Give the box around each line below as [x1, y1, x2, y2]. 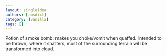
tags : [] [5, 21, 24, 27]
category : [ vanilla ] [5, 17, 49, 22]
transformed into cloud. [5, 46, 55, 52]
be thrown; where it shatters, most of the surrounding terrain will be [5, 41, 147, 47]
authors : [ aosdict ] [5, 12, 47, 17]
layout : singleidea [5, 7, 47, 13]
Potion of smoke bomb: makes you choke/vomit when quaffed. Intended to [5, 35, 162, 41]
